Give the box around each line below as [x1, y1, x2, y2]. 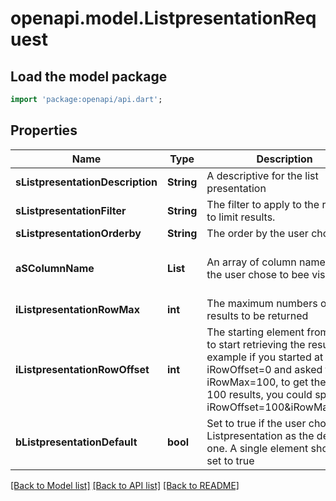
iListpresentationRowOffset [15, 362, 150, 376]
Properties [10, 122, 78, 139]
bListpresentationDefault [15, 435, 138, 449]
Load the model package [10, 68, 168, 85]
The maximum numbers [206, 296, 318, 310]
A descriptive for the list [206, 168, 319, 182]
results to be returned [206, 308, 309, 322]
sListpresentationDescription [15, 175, 158, 189]
